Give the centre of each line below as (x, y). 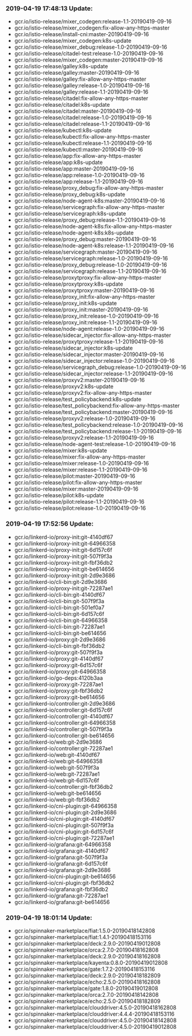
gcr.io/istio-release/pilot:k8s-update (59, 495)
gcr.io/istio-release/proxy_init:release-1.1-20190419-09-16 (86, 322)
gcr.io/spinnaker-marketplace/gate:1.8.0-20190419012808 (86, 988)
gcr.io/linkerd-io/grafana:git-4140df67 (61, 850)
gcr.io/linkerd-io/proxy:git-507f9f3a (58, 652)
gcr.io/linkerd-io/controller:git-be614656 (64, 735)
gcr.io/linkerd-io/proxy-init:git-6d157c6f (63, 550)
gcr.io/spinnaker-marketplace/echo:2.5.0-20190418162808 (87, 982)
